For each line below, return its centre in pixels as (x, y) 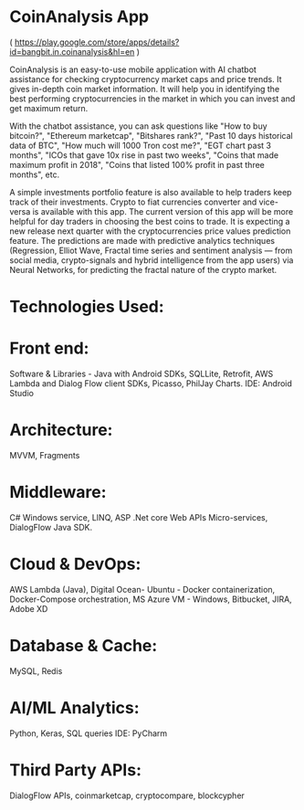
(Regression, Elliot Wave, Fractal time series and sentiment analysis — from (151, 250)
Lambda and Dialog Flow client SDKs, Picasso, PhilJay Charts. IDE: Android (151, 384)
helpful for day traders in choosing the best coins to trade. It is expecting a (150, 221)
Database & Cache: (84, 646)
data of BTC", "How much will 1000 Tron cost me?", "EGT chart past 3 (141, 145)
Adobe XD (29, 608)
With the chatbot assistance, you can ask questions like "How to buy (138, 126)
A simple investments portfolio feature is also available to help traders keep (151, 192)
